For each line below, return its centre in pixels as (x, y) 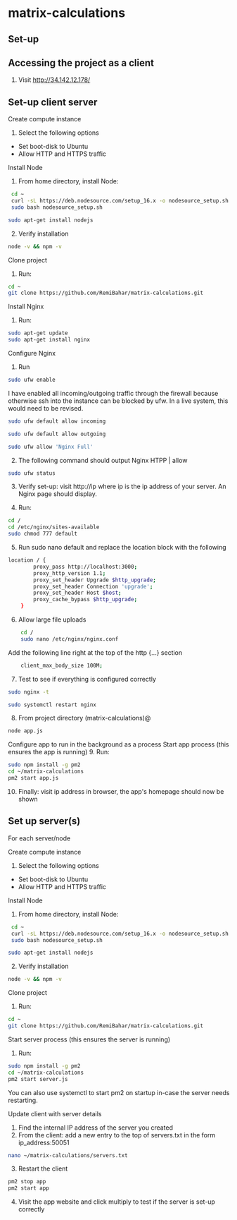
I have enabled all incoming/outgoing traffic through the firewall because (113, 393)
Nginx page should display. (57, 494)
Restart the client (43, 1168)
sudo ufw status (32, 473)
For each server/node (39, 838)
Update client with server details (55, 1113)
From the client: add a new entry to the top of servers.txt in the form (117, 1135)
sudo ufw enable (32, 380)
